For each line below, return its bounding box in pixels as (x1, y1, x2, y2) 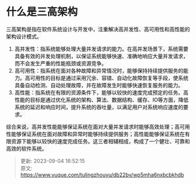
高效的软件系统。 (6, 145, 47, 152)
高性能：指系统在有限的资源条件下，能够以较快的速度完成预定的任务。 (14, 89, 184, 96)
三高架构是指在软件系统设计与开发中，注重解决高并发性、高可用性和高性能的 (6, 26, 190, 33)
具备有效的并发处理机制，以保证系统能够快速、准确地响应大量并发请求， (14, 52, 188, 59)
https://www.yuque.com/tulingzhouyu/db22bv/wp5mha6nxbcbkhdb (20, 171, 184, 178)
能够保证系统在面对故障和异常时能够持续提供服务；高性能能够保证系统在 (10, 130, 185, 137)
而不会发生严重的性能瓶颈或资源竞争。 (14, 59, 107, 67)
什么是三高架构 (6, 5, 78, 19)
